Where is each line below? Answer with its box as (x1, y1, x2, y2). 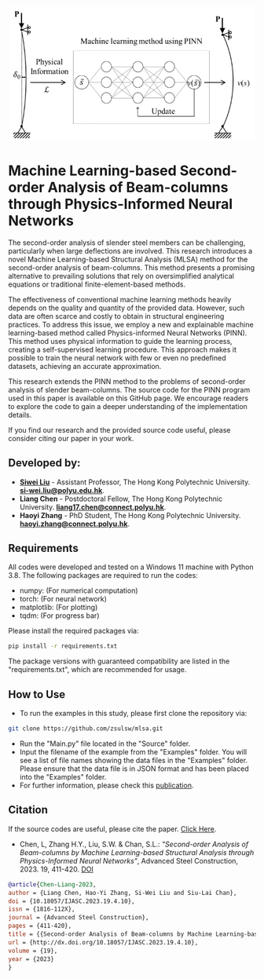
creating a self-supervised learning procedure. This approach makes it (8, 345, 237, 354)
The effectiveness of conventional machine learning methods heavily (8, 294, 232, 304)
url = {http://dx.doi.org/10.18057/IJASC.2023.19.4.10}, (8, 938, 199, 946)
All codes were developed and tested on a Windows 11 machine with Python (8, 562, 254, 572)
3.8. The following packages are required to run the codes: (8, 571, 198, 580)
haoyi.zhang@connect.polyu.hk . (19, 519, 130, 528)
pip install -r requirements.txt (8, 642, 118, 650)
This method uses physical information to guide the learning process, (8, 336, 233, 345)
